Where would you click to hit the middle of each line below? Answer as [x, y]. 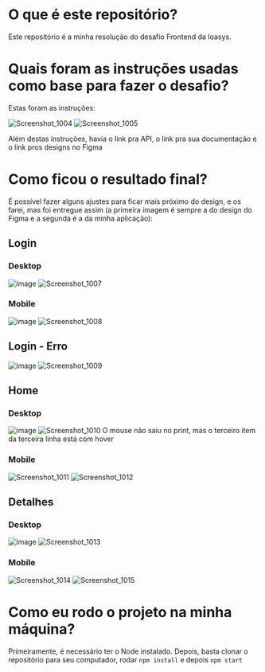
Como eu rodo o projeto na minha [120, 612]
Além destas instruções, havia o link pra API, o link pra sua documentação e [132, 139]
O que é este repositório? [93, 15]
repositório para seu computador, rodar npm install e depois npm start [125, 659]
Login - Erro [38, 347]
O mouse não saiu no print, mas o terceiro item [179, 431]
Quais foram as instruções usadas [123, 69]
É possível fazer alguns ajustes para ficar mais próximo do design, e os [125, 201]
